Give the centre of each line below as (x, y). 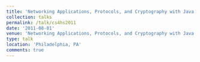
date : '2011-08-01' (31, 28)
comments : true (25, 50)
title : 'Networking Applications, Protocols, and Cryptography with (93, 12)
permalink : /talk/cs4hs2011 (41, 22)
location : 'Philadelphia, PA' (44, 45)
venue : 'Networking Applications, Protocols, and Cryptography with (93, 34)
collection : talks (29, 17)
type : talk (20, 39)
